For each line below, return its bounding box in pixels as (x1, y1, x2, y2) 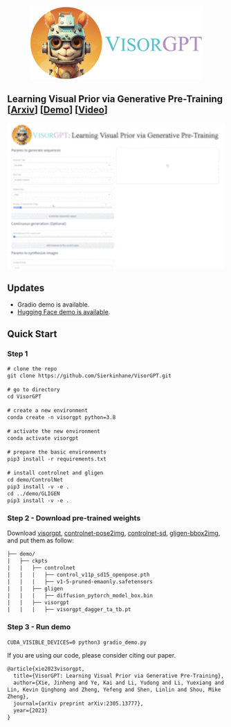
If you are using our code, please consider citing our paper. (7, 651, 176, 659)
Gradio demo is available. (17, 300, 90, 309)
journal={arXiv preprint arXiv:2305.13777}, (13, 700, 144, 707)
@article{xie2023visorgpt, (7, 665, 85, 672)
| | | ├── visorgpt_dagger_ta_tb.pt (7, 606, 131, 613)
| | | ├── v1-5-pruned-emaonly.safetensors (7, 579, 154, 585)
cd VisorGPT (7, 393, 41, 400)
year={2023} (13, 707, 48, 714)
